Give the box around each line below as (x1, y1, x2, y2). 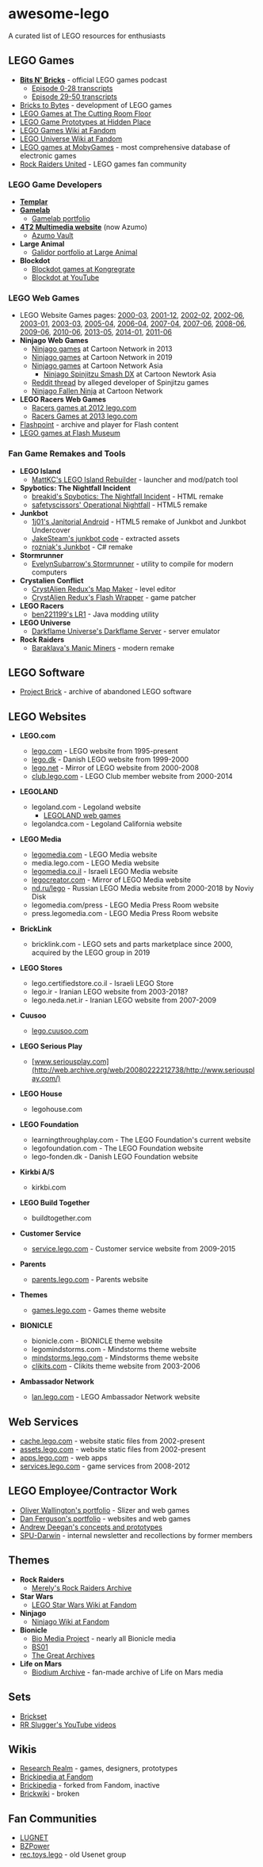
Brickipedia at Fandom (19, 1772, 93, 1781)
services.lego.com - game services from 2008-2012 (19, 1461, 191, 1471)
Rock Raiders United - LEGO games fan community (19, 159, 187, 169)
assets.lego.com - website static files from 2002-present (19, 1445, 206, 1454)
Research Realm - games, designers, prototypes (19, 1764, 178, 1773)
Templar (19, 197, 48, 207)
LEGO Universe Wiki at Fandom (19, 134, 123, 143)
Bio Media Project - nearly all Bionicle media (31, 1633, 176, 1643)
